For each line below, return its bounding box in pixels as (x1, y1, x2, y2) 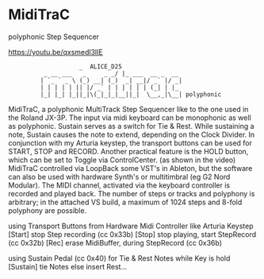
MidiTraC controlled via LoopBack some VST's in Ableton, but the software (8, 163, 253, 172)
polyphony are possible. (8, 205, 87, 215)
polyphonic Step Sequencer (8, 32, 100, 41)
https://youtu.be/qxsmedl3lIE (8, 47, 103, 56)
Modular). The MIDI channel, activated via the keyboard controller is (8, 180, 231, 190)
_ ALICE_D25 (78, 62, 123, 71)
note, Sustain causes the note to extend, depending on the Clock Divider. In (8, 130, 255, 139)
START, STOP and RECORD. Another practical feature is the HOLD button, (8, 146, 249, 156)
